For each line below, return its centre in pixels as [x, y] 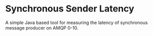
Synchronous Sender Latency [70, 9]
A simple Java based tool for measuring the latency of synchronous [76, 22]
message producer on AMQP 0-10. [42, 27]
